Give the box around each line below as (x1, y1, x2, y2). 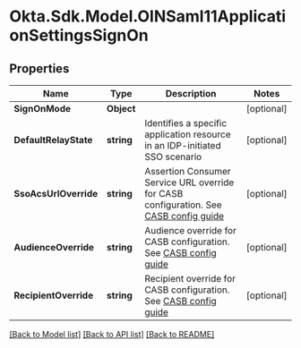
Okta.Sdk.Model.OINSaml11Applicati (9, 6, 287, 27)
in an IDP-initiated (144, 140, 221, 151)
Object (106, 103, 136, 115)
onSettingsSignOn (9, 25, 150, 46)
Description (165, 88, 217, 99)
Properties (9, 61, 70, 76)
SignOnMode (13, 103, 72, 115)
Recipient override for (144, 273, 236, 284)
